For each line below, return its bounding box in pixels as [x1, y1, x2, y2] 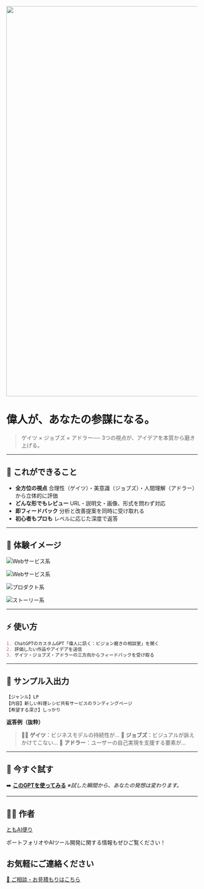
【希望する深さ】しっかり [6, 707, 61, 713]
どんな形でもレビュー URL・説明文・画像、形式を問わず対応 [15, 499, 166, 507]
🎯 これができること [6, 467, 78, 477]
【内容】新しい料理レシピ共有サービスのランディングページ [6, 700, 132, 707]
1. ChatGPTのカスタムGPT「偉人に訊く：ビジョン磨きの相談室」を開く [6, 641, 160, 647]
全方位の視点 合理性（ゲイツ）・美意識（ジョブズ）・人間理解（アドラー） [15, 484, 198, 491]
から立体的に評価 [15, 491, 58, 499]
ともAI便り [6, 826, 33, 834]
